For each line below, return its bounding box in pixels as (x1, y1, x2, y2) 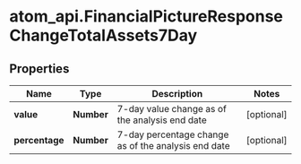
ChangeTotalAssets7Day (9, 25, 198, 46)
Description (151, 88, 203, 99)
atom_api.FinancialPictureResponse (9, 6, 284, 27)
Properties (9, 61, 70, 76)
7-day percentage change (116, 128, 229, 141)
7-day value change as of (116, 103, 227, 115)
